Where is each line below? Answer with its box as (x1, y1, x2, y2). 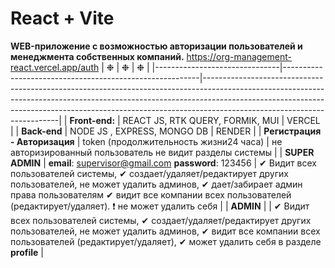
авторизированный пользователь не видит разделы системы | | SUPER (10, 146, 315, 158)
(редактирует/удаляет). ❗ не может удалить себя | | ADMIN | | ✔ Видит (10, 200, 310, 212)
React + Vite (10, 7, 115, 30)
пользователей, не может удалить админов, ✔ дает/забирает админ (10, 178, 303, 190)
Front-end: (69, 114, 116, 126)
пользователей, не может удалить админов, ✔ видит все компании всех (10, 225, 321, 237)
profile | (10, 246, 44, 258)
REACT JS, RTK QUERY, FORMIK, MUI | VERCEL (122, 114, 321, 126)
